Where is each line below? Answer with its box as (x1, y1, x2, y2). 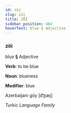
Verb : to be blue (5, 63, 39, 69)
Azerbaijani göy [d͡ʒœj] (5, 92, 53, 98)
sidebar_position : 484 (5, 21, 52, 26)
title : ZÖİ (5, 16, 28, 21)
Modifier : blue (5, 83, 35, 89)
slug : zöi (5, 12, 26, 17)
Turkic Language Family (5, 102, 55, 108)
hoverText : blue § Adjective (5, 26, 66, 31)
